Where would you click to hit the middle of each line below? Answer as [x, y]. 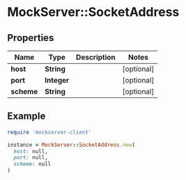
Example [26, 116]
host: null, [31, 151]
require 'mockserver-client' [49, 132]
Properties [31, 38]
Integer [57, 80]
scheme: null [32, 164]
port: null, [31, 158]
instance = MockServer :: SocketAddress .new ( [71, 145]
